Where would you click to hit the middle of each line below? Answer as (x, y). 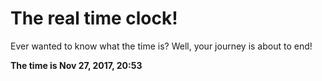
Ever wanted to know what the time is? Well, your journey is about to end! (161, 46)
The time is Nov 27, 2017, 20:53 (76, 65)
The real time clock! (94, 18)
